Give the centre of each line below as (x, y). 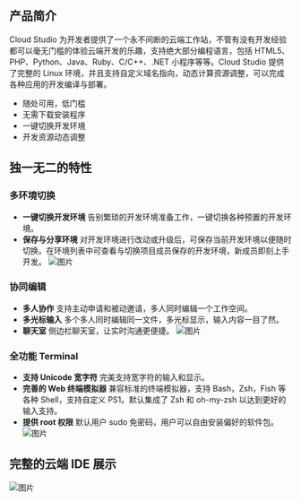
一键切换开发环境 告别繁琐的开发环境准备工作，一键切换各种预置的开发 (153, 217)
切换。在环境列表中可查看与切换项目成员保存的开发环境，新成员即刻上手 (155, 250)
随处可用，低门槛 (54, 103)
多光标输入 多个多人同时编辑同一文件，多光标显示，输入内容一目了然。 (153, 319)
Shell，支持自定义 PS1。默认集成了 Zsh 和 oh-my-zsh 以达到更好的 (163, 400)
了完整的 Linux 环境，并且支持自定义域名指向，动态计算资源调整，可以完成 (147, 73)
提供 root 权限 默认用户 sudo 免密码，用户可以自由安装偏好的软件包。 (150, 422)
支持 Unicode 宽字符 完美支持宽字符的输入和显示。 (116, 377)
